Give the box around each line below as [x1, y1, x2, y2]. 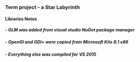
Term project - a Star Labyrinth [5, 4, 80, 11]
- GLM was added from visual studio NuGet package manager [5, 27, 135, 33]
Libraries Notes [5, 16, 37, 22]
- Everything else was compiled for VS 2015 [5, 51, 97, 57]
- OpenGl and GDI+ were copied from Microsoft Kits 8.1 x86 [5, 39, 129, 45]
